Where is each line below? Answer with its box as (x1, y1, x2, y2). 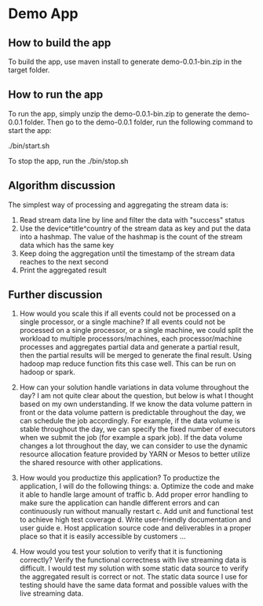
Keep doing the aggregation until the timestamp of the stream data (19, 249, 236, 258)
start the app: (8, 125, 52, 135)
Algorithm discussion (8, 179, 116, 193)
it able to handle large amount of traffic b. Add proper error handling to (19, 490, 249, 500)
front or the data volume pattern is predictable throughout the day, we (19, 408, 246, 417)
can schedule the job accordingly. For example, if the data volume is (19, 416, 241, 426)
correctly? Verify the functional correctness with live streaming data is (19, 556, 247, 565)
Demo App (8, 5, 79, 23)
